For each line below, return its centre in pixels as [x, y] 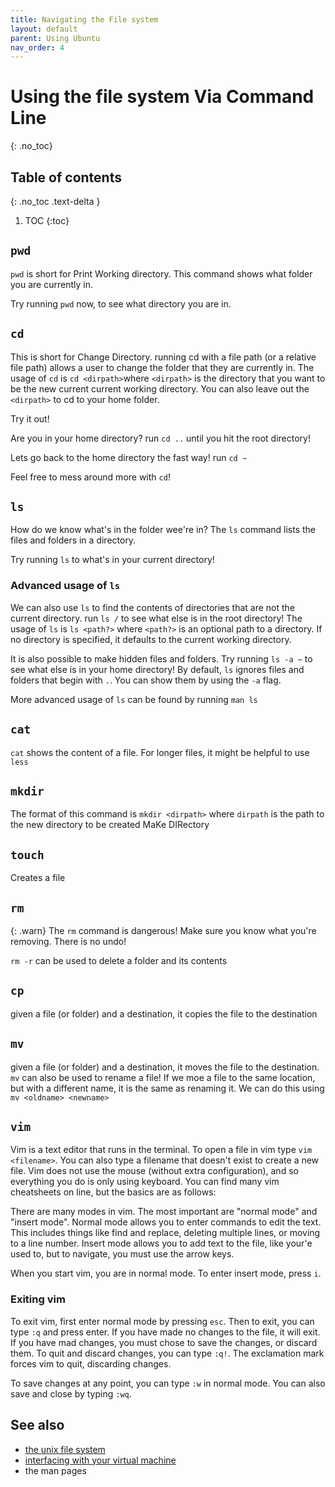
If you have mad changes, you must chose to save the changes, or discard [164, 1342]
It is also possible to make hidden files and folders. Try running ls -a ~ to [161, 658]
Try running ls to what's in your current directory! [112, 560]
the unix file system [65, 1449]
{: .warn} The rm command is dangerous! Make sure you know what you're [163, 930]
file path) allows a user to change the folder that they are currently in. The [162, 367]
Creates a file [38, 878]
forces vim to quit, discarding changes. [91, 1363]
